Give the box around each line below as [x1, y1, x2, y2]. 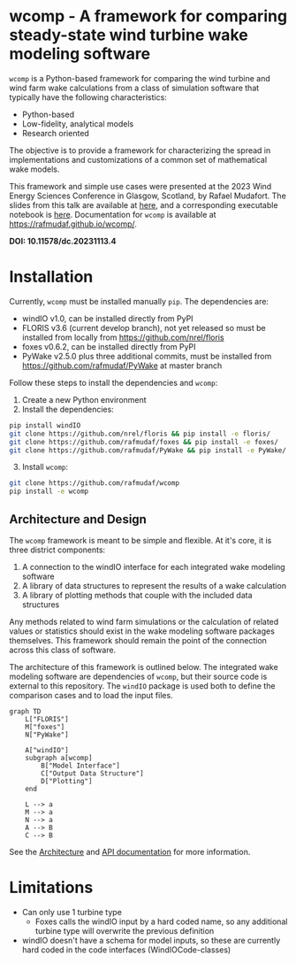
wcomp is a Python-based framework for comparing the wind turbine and [9, 73, 271, 83]
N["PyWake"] [25, 730, 69, 739]
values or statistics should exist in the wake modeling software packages [9, 626, 276, 636]
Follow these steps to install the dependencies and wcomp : [9, 377, 218, 388]
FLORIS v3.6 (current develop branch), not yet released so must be [21, 322, 267, 333]
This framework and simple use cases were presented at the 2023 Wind [9, 181, 272, 191]
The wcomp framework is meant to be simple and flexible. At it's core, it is [9, 535, 272, 545]
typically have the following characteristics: [9, 91, 168, 103]
